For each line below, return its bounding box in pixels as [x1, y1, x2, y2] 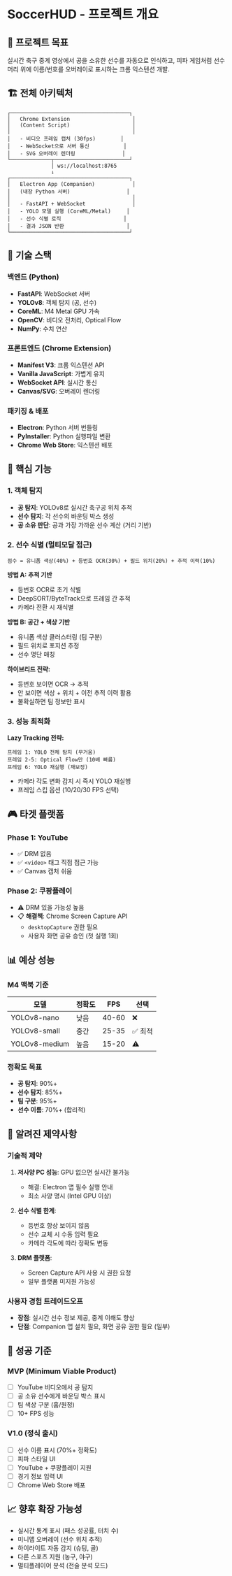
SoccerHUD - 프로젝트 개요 [7, 6, 159, 22]
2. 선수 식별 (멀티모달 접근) [7, 540, 92, 550]
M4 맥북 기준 [7, 980, 49, 989]
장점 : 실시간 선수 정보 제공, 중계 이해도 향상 [17, 1314, 135, 1322]
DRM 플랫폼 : [17, 1254, 52, 1262]
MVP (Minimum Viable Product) [7, 1366, 117, 1376]
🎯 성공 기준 [7, 1345, 52, 1356]
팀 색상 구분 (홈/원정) [17, 1401, 75, 1409]
